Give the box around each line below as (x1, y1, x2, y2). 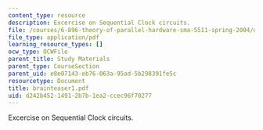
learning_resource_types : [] (8, 41, 103, 49)
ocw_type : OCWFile (8, 48, 68, 56)
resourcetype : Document (8, 77, 86, 85)
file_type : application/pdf (8, 33, 100, 42)
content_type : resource (8, 11, 86, 20)
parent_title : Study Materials (8, 56, 110, 63)
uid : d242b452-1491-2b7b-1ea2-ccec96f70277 (8, 92, 153, 99)
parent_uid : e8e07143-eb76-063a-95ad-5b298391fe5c (8, 70, 177, 78)
